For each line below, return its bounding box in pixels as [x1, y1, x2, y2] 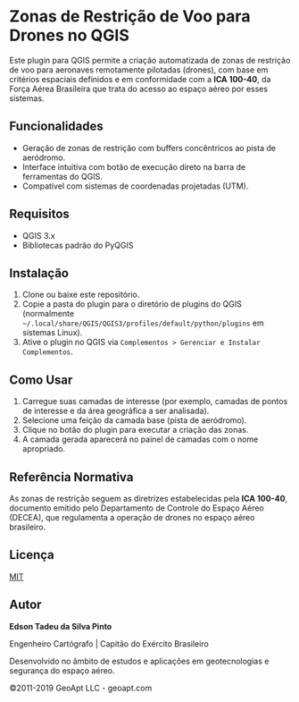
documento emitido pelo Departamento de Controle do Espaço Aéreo [9, 503, 265, 513]
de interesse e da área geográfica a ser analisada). [21, 405, 210, 417]
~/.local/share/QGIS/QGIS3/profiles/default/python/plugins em [21, 317, 265, 328]
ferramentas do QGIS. [21, 171, 103, 182]
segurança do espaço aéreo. [9, 664, 115, 676]
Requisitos [9, 207, 70, 222]
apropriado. [21, 444, 65, 454]
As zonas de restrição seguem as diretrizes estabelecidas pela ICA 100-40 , [9, 494, 288, 503]
